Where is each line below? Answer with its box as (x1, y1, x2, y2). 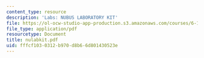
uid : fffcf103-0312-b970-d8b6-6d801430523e (6, 43, 118, 49)
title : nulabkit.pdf (6, 37, 59, 43)
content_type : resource (6, 8, 67, 15)
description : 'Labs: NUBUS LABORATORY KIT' (6, 14, 118, 21)
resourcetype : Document (6, 31, 67, 37)
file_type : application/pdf (6, 25, 78, 32)
